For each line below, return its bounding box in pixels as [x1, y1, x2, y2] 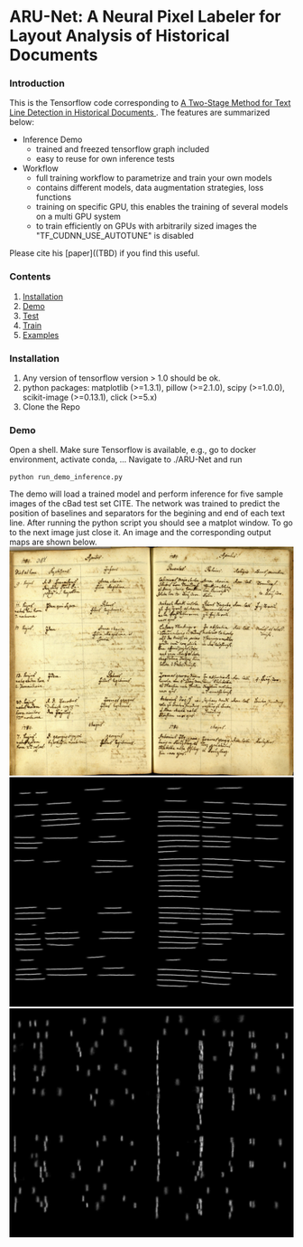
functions [35, 192, 72, 203]
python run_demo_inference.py [9, 473, 124, 482]
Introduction [9, 77, 65, 90]
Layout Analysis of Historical [9, 25, 230, 46]
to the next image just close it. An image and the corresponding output [9, 527, 272, 538]
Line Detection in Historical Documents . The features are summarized [9, 107, 271, 118]
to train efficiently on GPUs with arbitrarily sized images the [35, 221, 257, 231]
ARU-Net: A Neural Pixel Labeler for [9, 6, 281, 27]
